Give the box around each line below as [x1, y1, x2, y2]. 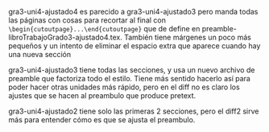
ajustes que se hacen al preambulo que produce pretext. [8, 91, 197, 100]
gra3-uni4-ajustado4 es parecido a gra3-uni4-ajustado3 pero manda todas [8, 7, 259, 16]
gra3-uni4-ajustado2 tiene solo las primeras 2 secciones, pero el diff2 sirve [8, 106, 259, 116]
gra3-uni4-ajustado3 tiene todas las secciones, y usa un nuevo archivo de [8, 65, 255, 75]
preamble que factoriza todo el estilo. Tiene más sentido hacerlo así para [8, 74, 251, 83]
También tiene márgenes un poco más [123, 32, 251, 42]
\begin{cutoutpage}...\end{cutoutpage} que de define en [8, 24, 201, 33]
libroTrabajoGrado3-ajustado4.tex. [8, 32, 123, 42]
